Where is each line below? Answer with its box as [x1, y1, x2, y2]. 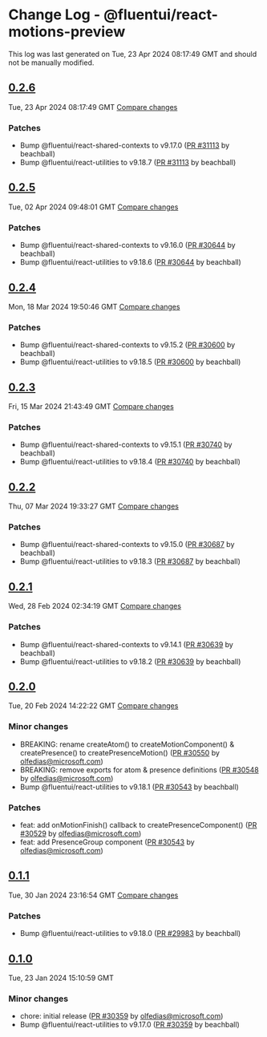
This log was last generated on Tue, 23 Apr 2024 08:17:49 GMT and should [8, 49, 257, 59]
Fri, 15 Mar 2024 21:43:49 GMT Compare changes [8, 402, 174, 411]
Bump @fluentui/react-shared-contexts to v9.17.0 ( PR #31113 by [19, 140, 230, 150]
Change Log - [8, 6, 101, 24]
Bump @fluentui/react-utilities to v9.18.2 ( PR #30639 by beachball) [19, 656, 241, 666]
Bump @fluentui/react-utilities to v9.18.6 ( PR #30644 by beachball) [19, 257, 242, 267]
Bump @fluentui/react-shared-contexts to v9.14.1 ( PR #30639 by [19, 639, 234, 649]
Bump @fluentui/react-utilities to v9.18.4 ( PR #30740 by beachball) [19, 457, 241, 467]
